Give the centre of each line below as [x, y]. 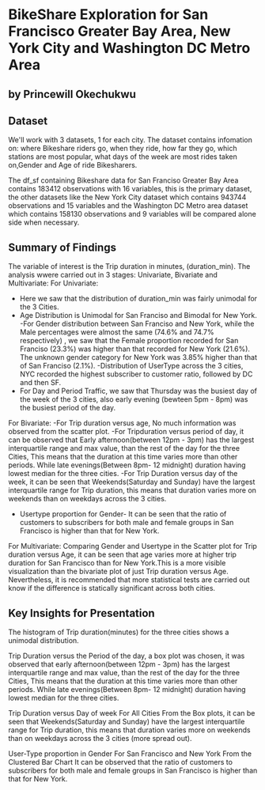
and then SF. [40, 383]
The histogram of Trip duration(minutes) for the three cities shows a [119, 632]
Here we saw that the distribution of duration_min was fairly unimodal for [138, 299]
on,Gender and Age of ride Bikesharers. [73, 165]
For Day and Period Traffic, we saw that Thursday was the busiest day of [138, 391]
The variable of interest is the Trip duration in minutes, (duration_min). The [129, 266]
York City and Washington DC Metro [129, 48]
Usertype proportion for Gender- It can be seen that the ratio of [123, 514]
